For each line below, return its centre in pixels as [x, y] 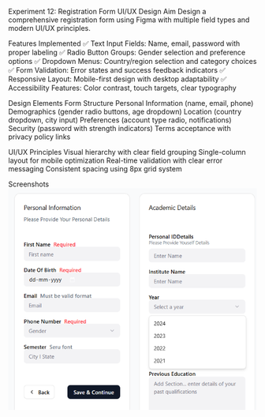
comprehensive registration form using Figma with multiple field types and [129, 20]
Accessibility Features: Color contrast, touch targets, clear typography [122, 88]
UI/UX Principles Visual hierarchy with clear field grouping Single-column [127, 152]
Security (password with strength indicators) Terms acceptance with [119, 128]
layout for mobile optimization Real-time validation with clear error [116, 160]
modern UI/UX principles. [49, 28]
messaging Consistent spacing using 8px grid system [95, 169]
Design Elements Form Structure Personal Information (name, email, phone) [131, 103]
